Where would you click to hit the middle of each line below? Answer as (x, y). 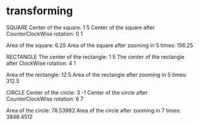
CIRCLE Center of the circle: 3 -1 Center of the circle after (77, 92)
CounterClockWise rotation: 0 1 (45, 33)
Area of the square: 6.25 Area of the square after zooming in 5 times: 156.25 (99, 45)
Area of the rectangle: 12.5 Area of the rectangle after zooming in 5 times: (97, 74)
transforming (40, 11)
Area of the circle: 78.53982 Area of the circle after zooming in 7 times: (94, 110)
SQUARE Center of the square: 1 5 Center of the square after (81, 27)
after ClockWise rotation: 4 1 (41, 63)
